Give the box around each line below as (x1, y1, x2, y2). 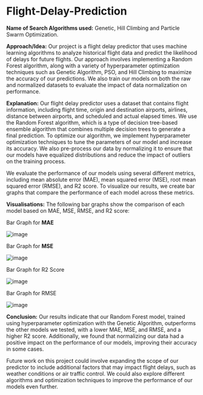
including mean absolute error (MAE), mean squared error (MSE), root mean (6, 176, 196, 183)
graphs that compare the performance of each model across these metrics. (6, 188, 195, 196)
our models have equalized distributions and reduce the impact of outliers (6, 151, 191, 159)
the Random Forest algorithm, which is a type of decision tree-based (6, 118, 178, 126)
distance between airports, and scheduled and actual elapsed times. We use (6, 112, 198, 120)
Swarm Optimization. (6, 30, 59, 38)
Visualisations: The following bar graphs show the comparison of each (6, 201, 185, 208)
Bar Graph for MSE (6, 242, 53, 250)
